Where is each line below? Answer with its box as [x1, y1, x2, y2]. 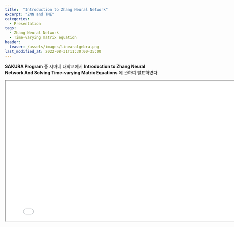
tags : [5, 26, 16, 31]
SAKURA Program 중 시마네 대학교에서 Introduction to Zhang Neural [5, 63, 146, 69]
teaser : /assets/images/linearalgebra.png [9, 44, 99, 49]
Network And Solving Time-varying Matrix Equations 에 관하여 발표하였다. [5, 69, 159, 75]
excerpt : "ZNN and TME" [5, 12, 55, 17]
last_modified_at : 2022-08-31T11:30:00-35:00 [5, 49, 101, 54]
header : [5, 40, 21, 45]
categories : [5, 16, 30, 21]
